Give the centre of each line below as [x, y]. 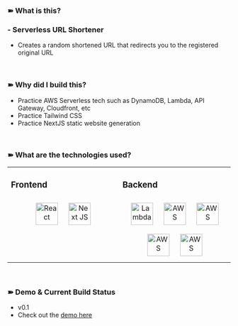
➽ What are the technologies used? [69, 155]
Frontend [29, 185]
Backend [140, 185]
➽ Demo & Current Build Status [61, 292]
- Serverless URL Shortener [56, 29]
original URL [35, 53]
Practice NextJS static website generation [79, 123]
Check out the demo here [55, 315]
